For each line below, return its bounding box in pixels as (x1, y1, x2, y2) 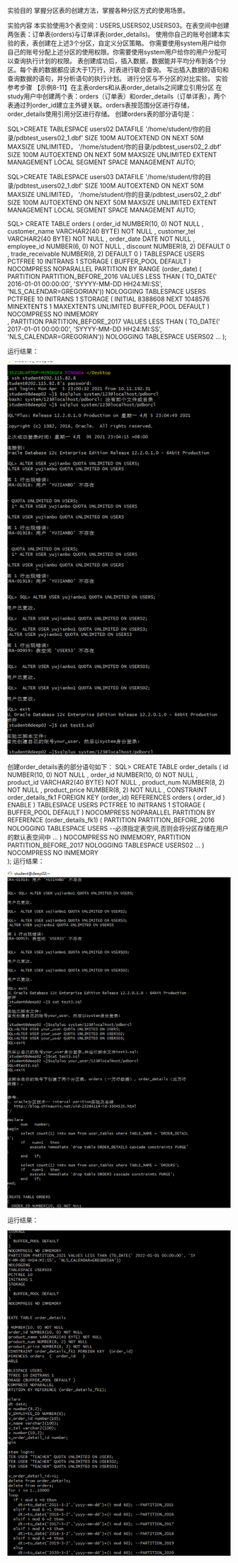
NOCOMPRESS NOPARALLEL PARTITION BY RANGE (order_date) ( (7, 265, 202, 273)
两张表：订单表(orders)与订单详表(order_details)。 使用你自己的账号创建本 (7, 30, 225, 38)
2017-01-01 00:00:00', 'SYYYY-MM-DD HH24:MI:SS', (7, 325, 163, 333)
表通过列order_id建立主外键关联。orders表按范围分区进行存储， (7, 101, 193, 109)
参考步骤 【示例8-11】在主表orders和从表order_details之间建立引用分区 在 (7, 84, 222, 91)
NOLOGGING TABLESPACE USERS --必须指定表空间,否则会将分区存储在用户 (7, 824, 229, 833)
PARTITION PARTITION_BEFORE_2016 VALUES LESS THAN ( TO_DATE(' (7, 272, 217, 280)
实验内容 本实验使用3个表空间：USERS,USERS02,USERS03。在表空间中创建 (7, 21, 229, 30)
